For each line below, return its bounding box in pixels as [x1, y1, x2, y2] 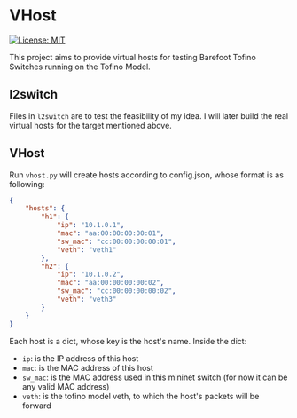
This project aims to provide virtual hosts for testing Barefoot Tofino [9, 51, 257, 62]
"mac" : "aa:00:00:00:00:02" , [56, 279, 165, 288]
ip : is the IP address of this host [21, 352, 139, 364]
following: [9, 178, 45, 189]
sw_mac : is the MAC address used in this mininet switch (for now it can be [21, 372, 288, 383]
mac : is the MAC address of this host [21, 362, 153, 373]
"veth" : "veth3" [56, 295, 117, 304]
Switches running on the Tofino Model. [9, 61, 151, 72]
